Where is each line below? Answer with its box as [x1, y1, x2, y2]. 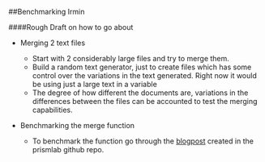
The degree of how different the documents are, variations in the [32, 88, 249, 98]
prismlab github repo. [32, 145, 105, 154]
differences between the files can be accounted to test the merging [32, 97, 258, 106]
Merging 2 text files [19, 38, 86, 48]
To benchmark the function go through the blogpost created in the [32, 136, 254, 146]
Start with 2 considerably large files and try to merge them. [32, 54, 229, 63]
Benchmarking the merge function [19, 121, 135, 130]
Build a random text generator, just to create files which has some [32, 62, 252, 72]
